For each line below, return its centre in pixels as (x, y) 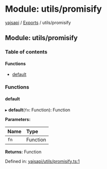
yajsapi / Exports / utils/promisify (38, 23)
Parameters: (18, 119)
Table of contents (26, 52)
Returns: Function (23, 152)
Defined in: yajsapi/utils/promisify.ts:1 (43, 161)
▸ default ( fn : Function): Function (38, 110)
